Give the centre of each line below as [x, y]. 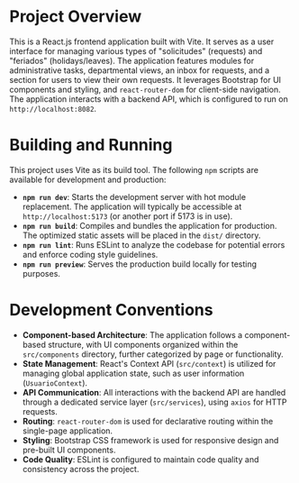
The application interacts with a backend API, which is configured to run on [149, 99]
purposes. [41, 273]
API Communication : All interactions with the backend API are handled [154, 392]
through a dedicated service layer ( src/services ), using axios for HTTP [154, 402]
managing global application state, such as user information [133, 373]
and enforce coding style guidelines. [90, 254]
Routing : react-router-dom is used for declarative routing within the [148, 421]
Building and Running [91, 145]
